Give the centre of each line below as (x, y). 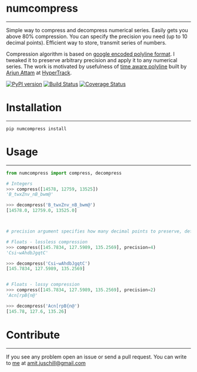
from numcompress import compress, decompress (64, 173)
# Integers (19, 183)
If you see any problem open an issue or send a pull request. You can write (96, 357)
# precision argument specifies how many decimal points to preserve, (94, 231)
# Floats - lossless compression (47, 242)
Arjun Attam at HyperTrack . (39, 73)
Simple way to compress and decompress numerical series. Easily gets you (97, 30)
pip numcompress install (36, 129)
